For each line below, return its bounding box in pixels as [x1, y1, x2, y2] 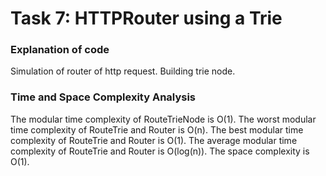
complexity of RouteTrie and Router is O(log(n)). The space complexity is [10, 145, 310, 157]
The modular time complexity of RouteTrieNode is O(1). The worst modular [10, 113, 317, 125]
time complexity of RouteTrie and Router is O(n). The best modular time [10, 123, 304, 136]
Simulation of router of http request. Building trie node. [10, 65, 236, 77]
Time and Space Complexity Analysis [10, 90, 197, 104]
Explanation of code [10, 43, 110, 57]
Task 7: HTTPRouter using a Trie [10, 7, 283, 30]
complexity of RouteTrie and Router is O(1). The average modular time [10, 134, 298, 146]
